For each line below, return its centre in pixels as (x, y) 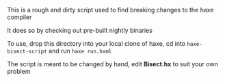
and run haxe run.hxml (80, 51)
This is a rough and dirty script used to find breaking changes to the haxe (110, 10)
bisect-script (27, 51)
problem (19, 71)
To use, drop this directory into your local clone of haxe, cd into (96, 43)
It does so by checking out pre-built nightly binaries (80, 30)
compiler (19, 17)
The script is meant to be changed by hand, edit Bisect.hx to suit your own (113, 64)
